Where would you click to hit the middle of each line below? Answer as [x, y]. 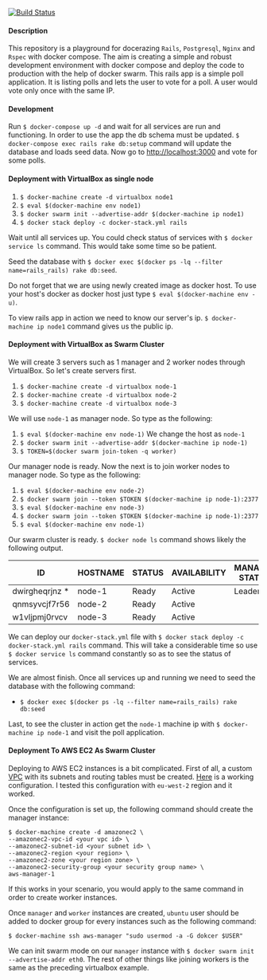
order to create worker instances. [63, 898]
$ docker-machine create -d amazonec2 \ [76, 832]
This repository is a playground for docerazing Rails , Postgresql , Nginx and [132, 49]
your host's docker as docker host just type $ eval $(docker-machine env [128, 293]
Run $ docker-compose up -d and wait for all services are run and [114, 127]
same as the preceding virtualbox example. [79, 968]
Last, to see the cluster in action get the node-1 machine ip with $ [114, 724]
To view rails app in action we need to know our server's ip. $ [108, 317]
